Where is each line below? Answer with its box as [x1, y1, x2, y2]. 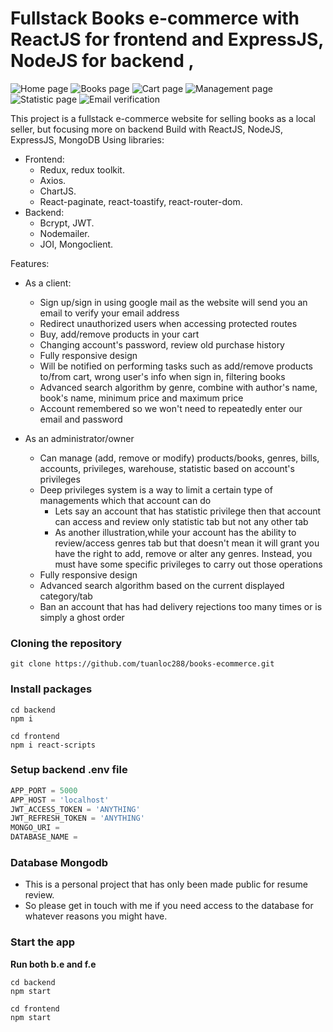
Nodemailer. [39, 227, 90, 239]
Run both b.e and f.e [10, 958, 97, 970]
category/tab [39, 590, 93, 602]
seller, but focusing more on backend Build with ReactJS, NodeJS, [10, 123, 284, 135]
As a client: [24, 277, 72, 289]
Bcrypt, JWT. [39, 217, 95, 229]
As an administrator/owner [24, 432, 135, 444]
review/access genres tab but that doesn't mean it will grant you [54, 537, 320, 549]
